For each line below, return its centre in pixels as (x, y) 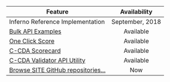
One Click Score (32, 41)
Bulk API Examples (35, 31)
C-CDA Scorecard (35, 51)
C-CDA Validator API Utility (47, 60)
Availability (136, 12)
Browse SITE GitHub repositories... (58, 70)
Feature (57, 12)
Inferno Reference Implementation (57, 22)
